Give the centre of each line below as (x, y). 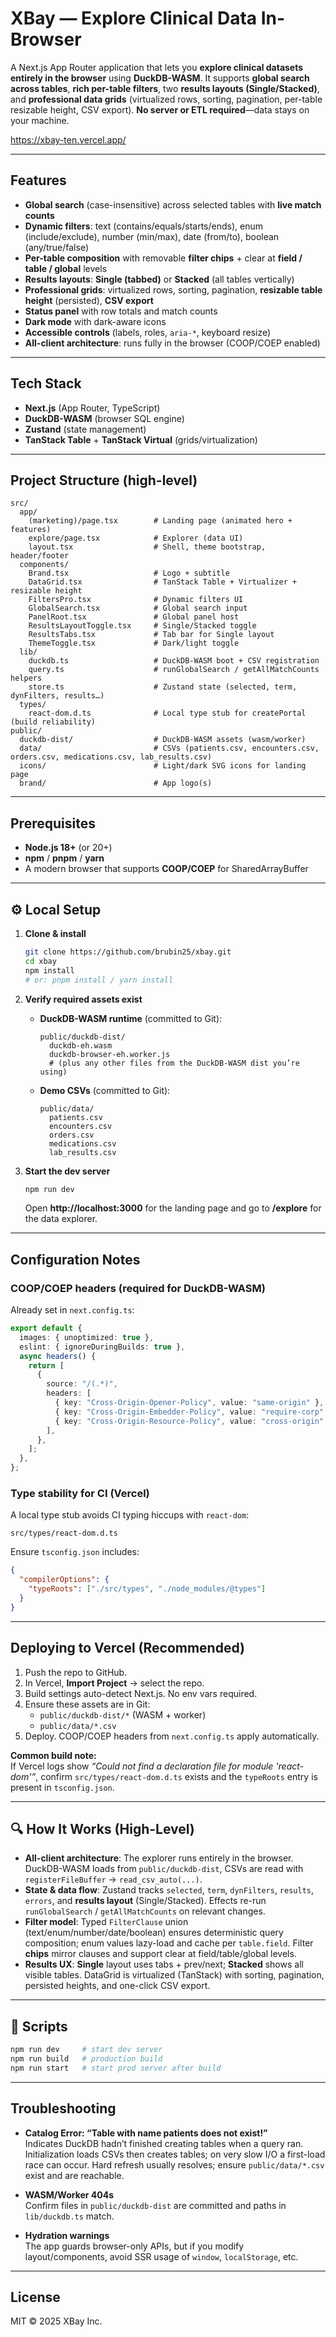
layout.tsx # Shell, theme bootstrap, (147, 547)
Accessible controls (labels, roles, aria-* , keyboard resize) (148, 332)
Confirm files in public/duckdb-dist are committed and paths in (155, 2205)
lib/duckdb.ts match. (69, 2216)
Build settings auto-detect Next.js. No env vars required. (141, 1693)
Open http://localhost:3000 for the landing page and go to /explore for (173, 1208)
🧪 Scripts (39, 2026)
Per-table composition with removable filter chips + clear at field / (163, 258)
